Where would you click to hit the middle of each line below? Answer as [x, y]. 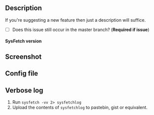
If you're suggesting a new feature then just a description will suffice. [76, 20]
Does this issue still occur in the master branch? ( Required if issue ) [81, 30]
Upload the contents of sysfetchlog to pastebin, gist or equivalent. [80, 108]
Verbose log [24, 90]
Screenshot [23, 57]
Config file [22, 74]
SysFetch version [23, 41]
